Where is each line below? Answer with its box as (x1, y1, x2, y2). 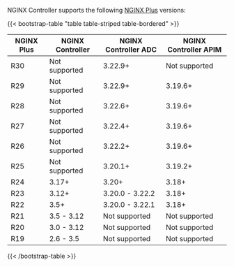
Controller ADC (105, 45, 157, 55)
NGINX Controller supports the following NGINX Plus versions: (7, 6, 186, 14)
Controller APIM (167, 45, 222, 55)
